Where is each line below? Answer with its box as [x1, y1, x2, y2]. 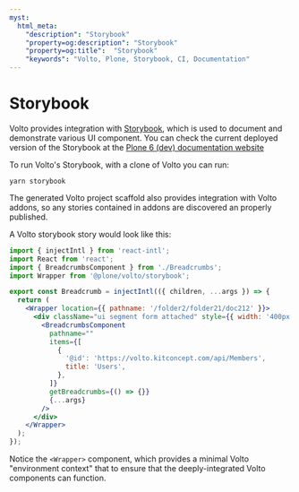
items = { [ [48, 337, 82, 346]
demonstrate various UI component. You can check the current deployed [9, 132, 278, 143]
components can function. [9, 472, 107, 484]
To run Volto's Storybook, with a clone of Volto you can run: [9, 159, 230, 170]
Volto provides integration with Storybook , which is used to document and [9, 123, 283, 134]
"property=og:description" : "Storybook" [25, 38, 178, 47]
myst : [9, 13, 30, 22]
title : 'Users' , [65, 362, 126, 372]
